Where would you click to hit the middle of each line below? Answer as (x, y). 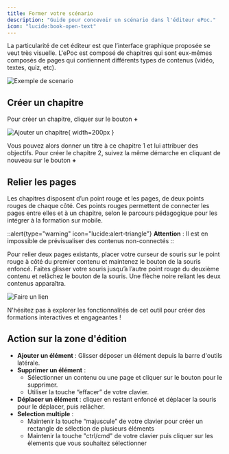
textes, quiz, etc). (32, 68)
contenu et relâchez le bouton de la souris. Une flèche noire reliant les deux (114, 276)
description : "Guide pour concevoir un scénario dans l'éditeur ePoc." (111, 20)
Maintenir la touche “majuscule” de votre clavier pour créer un (115, 421)
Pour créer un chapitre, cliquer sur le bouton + (73, 119)
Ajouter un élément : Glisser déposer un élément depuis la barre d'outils (120, 355)
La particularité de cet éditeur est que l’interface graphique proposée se (109, 46)
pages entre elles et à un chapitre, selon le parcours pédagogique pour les (112, 213)
